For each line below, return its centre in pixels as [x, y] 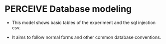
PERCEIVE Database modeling [68, 9]
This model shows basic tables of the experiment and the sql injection [83, 22]
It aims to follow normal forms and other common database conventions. [86, 37]
